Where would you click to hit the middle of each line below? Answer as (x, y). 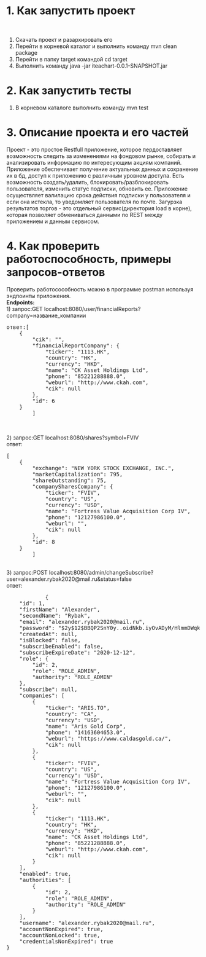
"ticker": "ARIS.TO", (78, 708)
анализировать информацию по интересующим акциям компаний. (94, 162)
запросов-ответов (56, 272)
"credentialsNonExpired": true (66, 941)
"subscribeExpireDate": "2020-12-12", (78, 652)
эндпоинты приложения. (39, 296)
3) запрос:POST (27, 572)
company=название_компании (46, 315)
